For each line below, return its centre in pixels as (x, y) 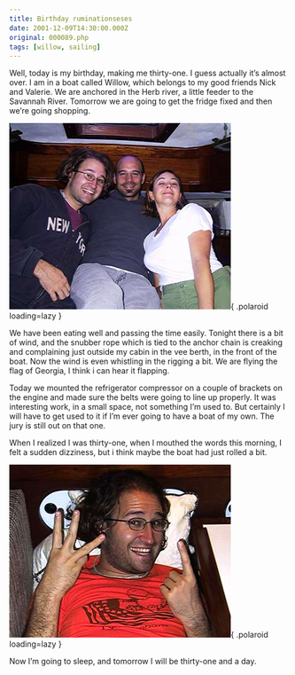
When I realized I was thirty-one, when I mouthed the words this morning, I (145, 443)
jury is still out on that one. (58, 426)
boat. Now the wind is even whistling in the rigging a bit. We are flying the (144, 361)
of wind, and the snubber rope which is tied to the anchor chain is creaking (146, 342)
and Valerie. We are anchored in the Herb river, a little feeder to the (132, 92)
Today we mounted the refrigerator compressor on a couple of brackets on (146, 388)
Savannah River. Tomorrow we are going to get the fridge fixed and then (141, 101)
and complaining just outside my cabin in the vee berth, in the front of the (143, 352)
